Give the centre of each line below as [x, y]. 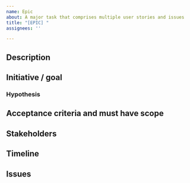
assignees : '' [24, 28]
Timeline [23, 154]
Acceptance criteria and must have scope [85, 113]
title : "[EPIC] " [28, 23]
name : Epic [20, 12]
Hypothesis [23, 94]
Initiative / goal [34, 78]
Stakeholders [31, 134]
